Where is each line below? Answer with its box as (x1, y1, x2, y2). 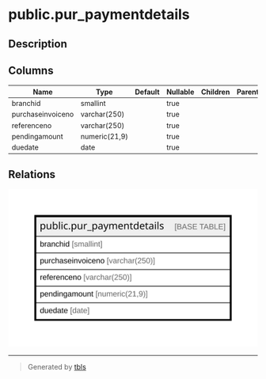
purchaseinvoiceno (11, 109, 74, 119)
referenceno (11, 120, 52, 130)
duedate (11, 142, 40, 152)
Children (200, 87, 230, 97)
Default (134, 87, 160, 97)
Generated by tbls (27, 362, 87, 372)
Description (8, 37, 67, 51)
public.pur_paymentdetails (8, 6, 190, 24)
